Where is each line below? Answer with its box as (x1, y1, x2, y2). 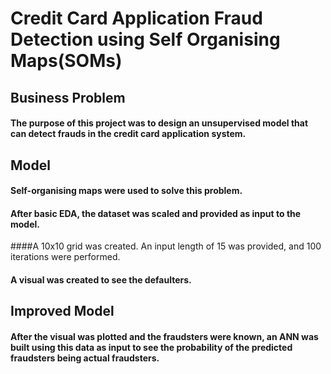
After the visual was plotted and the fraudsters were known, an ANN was (10, 330, 319, 342)
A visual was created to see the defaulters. (10, 273, 192, 286)
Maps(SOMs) (10, 50, 123, 72)
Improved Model (10, 303, 115, 320)
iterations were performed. (10, 251, 121, 263)
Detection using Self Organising (10, 28, 281, 51)
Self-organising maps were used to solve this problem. (10, 185, 243, 197)
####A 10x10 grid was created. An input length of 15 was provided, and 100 (10, 240, 322, 252)
